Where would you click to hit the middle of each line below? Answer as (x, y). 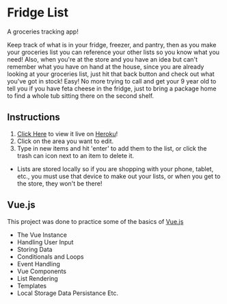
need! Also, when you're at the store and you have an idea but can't (103, 59)
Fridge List (38, 13)
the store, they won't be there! (59, 183)
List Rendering (37, 278)
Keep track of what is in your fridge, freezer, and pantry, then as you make (112, 45)
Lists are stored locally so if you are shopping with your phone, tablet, (115, 168)
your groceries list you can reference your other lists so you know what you (113, 52)
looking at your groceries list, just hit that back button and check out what (111, 74)
